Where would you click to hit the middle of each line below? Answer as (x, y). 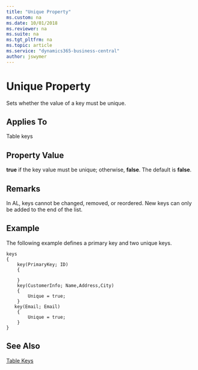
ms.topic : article (29, 46)
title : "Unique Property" (39, 12)
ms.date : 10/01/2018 (32, 23)
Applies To (27, 122)
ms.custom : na (24, 17)
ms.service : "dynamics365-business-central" (63, 51)
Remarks (23, 189)
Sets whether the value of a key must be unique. (66, 103)
